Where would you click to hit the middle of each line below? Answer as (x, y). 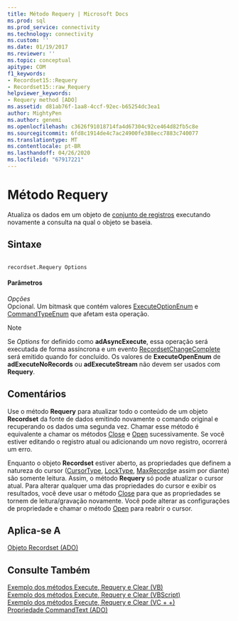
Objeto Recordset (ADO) (43, 548)
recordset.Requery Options (47, 267)
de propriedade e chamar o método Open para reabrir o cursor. (100, 508)
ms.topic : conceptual (39, 61)
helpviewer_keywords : (39, 93)
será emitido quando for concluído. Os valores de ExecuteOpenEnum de (114, 356)
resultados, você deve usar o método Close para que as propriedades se (114, 493)
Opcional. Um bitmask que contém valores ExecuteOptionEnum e (103, 306)
